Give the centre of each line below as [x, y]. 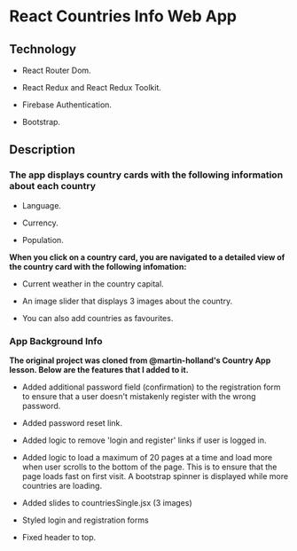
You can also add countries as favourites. [98, 318]
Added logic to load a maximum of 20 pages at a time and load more [147, 457]
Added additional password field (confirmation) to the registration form [151, 387]
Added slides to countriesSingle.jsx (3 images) [107, 502]
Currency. [40, 223]
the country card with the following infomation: [98, 266]
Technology [43, 49]
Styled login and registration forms [85, 520]
